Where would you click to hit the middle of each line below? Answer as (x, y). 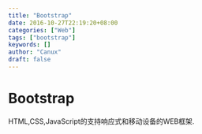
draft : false (30, 60)
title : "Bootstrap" (40, 15)
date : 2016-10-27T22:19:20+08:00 (63, 23)
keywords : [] (30, 45)
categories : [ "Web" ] (42, 30)
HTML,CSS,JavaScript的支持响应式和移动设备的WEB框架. (101, 121)
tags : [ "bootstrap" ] (42, 37)
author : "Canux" (35, 52)
